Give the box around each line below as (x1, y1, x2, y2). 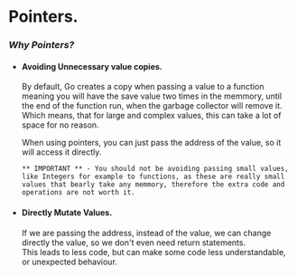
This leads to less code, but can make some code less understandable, (21, 246, 286, 257)
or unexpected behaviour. (21, 256, 118, 267)
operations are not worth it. (21, 188, 136, 197)
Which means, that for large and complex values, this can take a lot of (21, 110, 282, 121)
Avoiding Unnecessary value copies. (21, 61, 163, 71)
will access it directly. (21, 147, 102, 157)
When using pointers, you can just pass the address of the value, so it (21, 138, 282, 148)
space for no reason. (21, 119, 100, 130)
